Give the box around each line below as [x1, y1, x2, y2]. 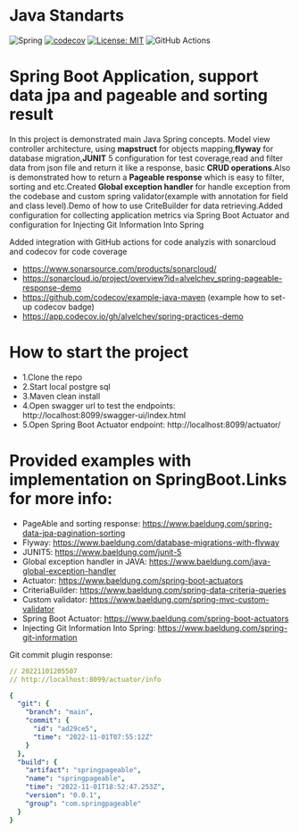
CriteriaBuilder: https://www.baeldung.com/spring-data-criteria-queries [21, 585, 287, 595]
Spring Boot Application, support [9, 66, 259, 87]
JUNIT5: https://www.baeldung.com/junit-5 [21, 546, 182, 557]
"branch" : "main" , [25, 708, 94, 717]
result [9, 105, 54, 125]
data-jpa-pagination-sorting [21, 527, 126, 538]
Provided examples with [9, 450, 192, 470]
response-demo [21, 282, 82, 293]
